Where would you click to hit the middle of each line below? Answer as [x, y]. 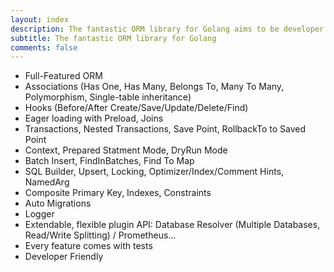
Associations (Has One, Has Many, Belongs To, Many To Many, [154, 87]
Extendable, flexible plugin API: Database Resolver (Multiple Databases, [172, 225]
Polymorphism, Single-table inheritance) [108, 97]
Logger [39, 214]
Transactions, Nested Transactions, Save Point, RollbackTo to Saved [165, 129]
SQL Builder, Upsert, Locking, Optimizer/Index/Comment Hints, [154, 172]
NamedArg [47, 182]
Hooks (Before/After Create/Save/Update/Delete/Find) [136, 108]
